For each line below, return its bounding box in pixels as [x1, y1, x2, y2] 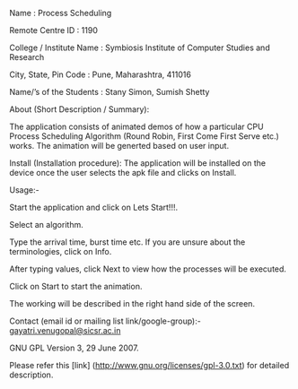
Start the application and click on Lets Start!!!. [9, 202, 178, 212]
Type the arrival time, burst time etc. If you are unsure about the [9, 237, 246, 247]
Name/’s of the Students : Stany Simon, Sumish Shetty [9, 87, 210, 97]
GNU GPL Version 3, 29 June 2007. [9, 342, 139, 353]
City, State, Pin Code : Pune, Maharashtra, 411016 [9, 69, 191, 80]
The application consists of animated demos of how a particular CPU [9, 121, 264, 132]
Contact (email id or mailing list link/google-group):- [9, 316, 202, 326]
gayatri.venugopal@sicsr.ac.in [9, 325, 121, 335]
